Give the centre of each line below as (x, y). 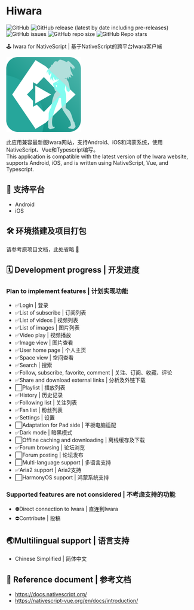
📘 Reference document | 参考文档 (69, 579)
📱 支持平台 (25, 190)
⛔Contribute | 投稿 (38, 518)
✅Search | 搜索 (33, 365)
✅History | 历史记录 (39, 395)
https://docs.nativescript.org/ (51, 594)
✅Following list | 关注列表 (46, 403)
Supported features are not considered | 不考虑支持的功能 (91, 494)
